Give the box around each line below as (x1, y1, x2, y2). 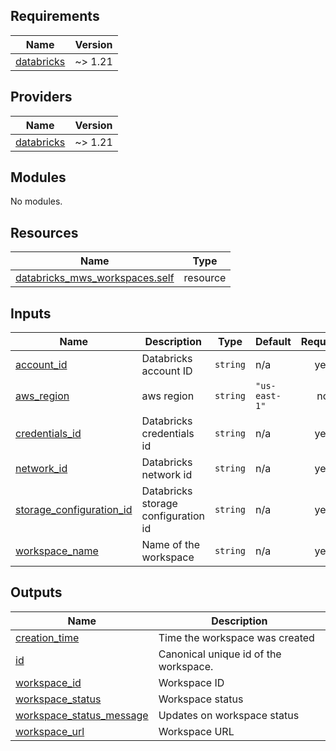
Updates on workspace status (158, 708, 300, 722)
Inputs (10, 305, 52, 322)
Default (255, 335, 292, 349)
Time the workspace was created (158, 630, 315, 644)
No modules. (10, 195, 63, 208)
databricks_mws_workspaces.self (15, 271, 175, 285)
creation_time (15, 630, 80, 644)
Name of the (141, 538, 201, 552)
